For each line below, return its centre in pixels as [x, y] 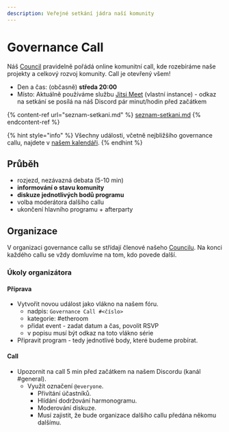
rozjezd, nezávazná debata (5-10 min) [70, 180]
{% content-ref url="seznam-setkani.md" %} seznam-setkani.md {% [104, 114]
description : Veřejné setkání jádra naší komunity [81, 13]
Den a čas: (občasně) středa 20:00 [67, 87]
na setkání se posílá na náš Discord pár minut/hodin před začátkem [112, 101]
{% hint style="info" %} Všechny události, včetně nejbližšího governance [110, 135]
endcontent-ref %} [33, 122]
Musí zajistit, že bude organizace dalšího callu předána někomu [127, 415]
